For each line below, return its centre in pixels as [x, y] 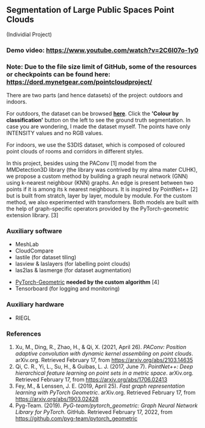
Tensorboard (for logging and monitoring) [67, 289]
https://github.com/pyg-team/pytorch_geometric [76, 418]
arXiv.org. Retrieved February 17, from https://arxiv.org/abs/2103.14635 [104, 360]
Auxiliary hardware [35, 304]
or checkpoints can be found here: [59, 74]
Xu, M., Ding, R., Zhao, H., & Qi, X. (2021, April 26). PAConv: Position [101, 347]
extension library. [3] [33, 215]
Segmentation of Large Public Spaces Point [91, 10]
